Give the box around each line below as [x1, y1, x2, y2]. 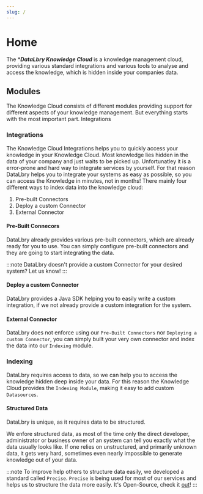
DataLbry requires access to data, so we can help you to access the [6, 371, 177, 378]
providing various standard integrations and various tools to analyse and [6, 62, 188, 69]
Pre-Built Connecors [6, 223, 60, 230]
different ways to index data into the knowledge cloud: [6, 183, 144, 191]
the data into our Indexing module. [6, 342, 94, 349]
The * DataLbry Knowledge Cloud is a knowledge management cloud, [6, 56, 183, 63]
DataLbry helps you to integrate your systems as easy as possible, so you [6, 171, 192, 178]
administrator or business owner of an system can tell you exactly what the [6, 437, 196, 444]
